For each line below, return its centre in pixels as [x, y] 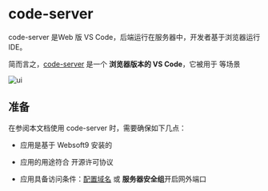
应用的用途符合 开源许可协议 [66, 161]
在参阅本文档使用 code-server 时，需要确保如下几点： [97, 128]
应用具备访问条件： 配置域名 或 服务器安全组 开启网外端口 [113, 179]
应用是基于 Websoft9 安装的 [66, 145]
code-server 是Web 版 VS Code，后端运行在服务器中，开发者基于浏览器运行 [134, 37]
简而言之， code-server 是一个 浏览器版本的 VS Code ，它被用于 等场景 [124, 64]
